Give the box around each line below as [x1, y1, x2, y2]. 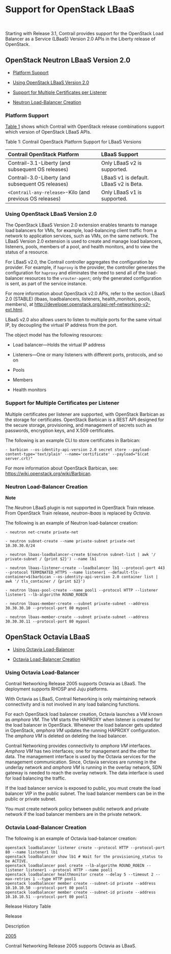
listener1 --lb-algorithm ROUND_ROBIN [5, 592, 88, 597]
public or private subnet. [5, 796, 57, 802]
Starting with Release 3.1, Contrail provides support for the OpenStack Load [5, 30, 164, 36]
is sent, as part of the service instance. [5, 280, 87, 287]
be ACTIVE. [5, 859, 28, 864]
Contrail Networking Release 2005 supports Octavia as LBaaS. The [5, 681, 146, 687]
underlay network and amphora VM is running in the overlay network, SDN [5, 764, 162, 770]
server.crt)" [5, 456, 33, 461]
